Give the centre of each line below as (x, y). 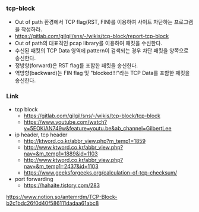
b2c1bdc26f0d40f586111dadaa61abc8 (53, 203)
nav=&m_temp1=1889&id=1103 (61, 154)
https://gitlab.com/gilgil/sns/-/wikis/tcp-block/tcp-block (92, 116)
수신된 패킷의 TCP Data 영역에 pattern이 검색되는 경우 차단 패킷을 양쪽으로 (102, 51)
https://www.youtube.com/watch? (65, 122)
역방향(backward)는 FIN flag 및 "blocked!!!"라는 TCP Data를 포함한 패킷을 (102, 73)
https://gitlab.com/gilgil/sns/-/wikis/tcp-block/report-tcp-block (92, 36)
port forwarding (34, 179)
